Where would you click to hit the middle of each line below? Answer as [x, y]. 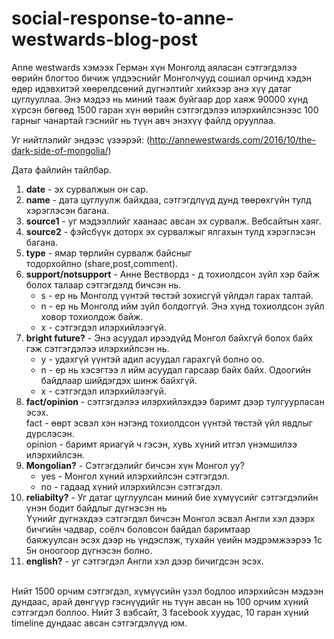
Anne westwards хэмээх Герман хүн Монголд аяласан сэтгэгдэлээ [154, 67]
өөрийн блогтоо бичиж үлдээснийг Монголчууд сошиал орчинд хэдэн [161, 78]
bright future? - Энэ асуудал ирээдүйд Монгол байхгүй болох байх [169, 338]
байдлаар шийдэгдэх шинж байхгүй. [119, 380]
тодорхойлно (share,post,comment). [102, 263]
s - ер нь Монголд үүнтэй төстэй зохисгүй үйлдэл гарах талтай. [177, 295]
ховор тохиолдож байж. [92, 316]
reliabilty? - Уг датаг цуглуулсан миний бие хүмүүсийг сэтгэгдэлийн [172, 497]
